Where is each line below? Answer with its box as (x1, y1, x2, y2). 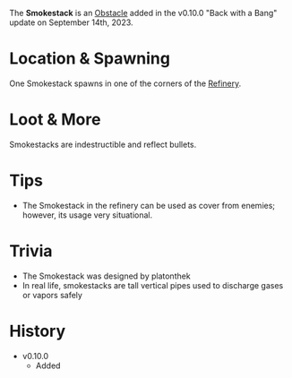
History (9, 321, 66, 341)
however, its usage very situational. (21, 210, 153, 220)
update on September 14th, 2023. (9, 17, 133, 28)
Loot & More (9, 109, 101, 130)
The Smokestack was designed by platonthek (21, 271, 191, 281)
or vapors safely (21, 289, 83, 300)
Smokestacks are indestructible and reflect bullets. (9, 139, 197, 150)
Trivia (9, 241, 53, 261)
